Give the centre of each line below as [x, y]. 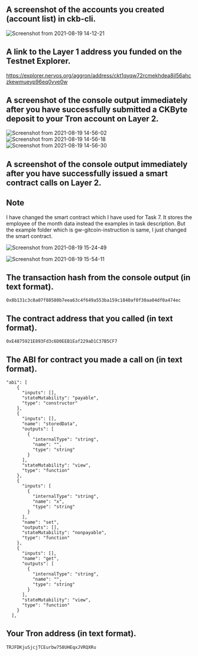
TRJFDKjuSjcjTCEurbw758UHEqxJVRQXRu [51, 647]
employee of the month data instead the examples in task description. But [96, 223]
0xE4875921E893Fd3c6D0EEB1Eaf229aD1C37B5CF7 [62, 342]
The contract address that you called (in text [90, 318]
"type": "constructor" [50, 403]
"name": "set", [40, 522]
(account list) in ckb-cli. [51, 19]
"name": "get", [40, 559]
